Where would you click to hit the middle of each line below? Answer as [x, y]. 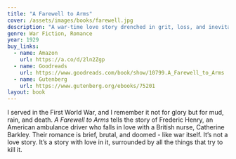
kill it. [15, 150]
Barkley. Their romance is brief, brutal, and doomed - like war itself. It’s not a [118, 135]
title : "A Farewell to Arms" [50, 14]
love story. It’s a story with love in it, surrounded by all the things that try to [115, 142]
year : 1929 [23, 40]
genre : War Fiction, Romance [50, 33]
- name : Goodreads [41, 66]
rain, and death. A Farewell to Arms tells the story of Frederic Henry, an [110, 120]
